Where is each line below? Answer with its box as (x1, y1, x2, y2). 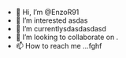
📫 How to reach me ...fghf (15, 42, 102, 50)
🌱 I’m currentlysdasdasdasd (15, 24, 106, 33)
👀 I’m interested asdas (15, 16, 88, 25)
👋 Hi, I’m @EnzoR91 (15, 8, 80, 16)
